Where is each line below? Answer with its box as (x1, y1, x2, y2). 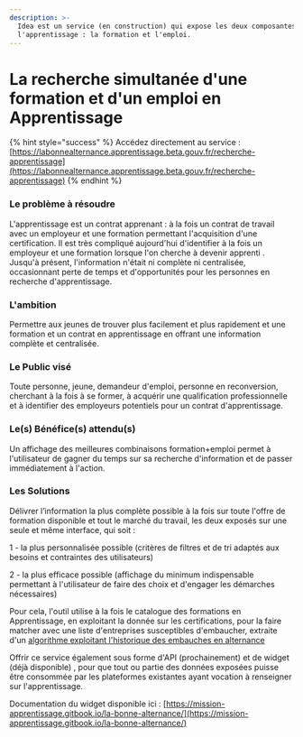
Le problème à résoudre (9, 198, 115, 210)
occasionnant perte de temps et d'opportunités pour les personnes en (9, 266, 271, 277)
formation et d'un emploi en (9, 88, 222, 108)
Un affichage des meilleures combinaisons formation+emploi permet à (9, 443, 271, 454)
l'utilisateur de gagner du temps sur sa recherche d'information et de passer (9, 453, 293, 464)
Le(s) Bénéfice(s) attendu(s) (9, 423, 136, 436)
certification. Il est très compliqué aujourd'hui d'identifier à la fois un (9, 237, 263, 248)
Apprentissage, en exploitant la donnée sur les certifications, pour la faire (9, 615, 282, 626)
